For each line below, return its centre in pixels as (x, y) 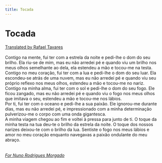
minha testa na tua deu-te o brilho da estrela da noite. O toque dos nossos (79, 124)
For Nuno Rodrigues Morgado (35, 155)
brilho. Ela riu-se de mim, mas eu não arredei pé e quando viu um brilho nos (81, 62)
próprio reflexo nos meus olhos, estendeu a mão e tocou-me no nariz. (75, 83)
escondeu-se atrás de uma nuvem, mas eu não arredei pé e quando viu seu (81, 78)
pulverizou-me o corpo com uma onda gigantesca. (56, 114)
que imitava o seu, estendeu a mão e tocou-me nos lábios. (64, 98)
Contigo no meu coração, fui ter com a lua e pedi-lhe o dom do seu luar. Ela (81, 73)
